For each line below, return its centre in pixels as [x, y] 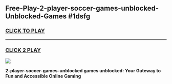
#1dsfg [79, 17]
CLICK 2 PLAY [23, 50]
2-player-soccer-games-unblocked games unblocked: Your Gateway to [83, 70]
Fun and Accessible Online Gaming [43, 76]
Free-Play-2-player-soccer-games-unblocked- [82, 8]
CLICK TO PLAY [25, 31]
